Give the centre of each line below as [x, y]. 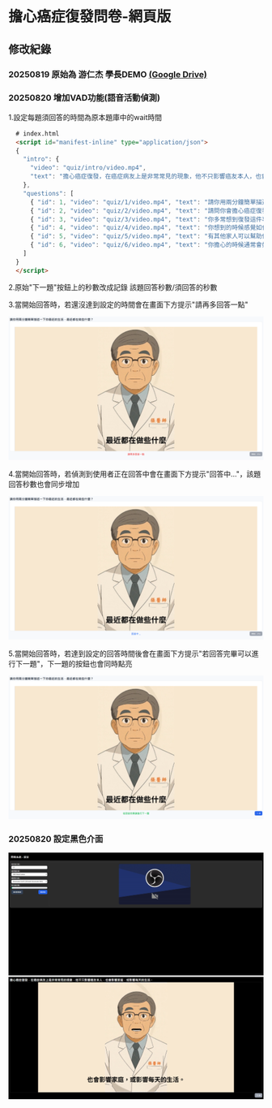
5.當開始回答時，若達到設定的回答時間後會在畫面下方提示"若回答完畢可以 [130, 653]
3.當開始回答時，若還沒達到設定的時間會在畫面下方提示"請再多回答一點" [128, 304]
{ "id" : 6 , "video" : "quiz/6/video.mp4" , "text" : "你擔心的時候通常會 [146, 245]
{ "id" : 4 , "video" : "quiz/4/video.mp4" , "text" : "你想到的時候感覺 [143, 228]
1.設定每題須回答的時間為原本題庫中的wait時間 [85, 117]
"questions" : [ [49, 193]
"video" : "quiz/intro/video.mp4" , [88, 168]
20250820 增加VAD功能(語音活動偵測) [84, 98]
